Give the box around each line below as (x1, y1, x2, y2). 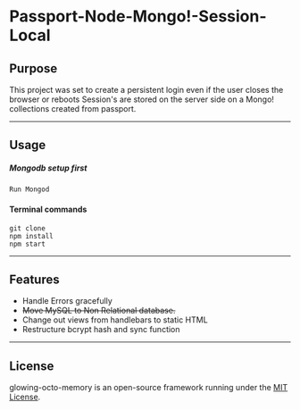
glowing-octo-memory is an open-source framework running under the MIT (9, 382, 288, 393)
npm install (9, 231, 54, 240)
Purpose (9, 61, 58, 76)
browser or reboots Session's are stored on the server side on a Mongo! (9, 94, 275, 105)
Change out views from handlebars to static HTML (21, 314, 208, 325)
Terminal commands (9, 204, 87, 214)
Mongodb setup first (9, 163, 87, 173)
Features (9, 272, 60, 287)
